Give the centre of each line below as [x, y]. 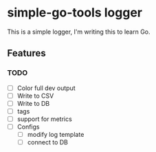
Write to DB [33, 103]
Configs [28, 127]
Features [26, 53]
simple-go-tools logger [75, 13]
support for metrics [44, 119]
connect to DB [48, 142]
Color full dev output [46, 88]
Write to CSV [35, 96]
